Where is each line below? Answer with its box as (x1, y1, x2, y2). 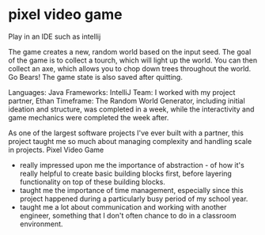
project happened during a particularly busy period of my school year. (19, 194, 248, 203)
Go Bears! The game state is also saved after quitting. (8, 72, 184, 81)
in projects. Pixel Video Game (8, 145, 104, 154)
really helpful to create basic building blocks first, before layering (19, 169, 232, 178)
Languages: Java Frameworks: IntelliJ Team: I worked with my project (8, 87, 236, 97)
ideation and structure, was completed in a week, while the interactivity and (8, 104, 255, 114)
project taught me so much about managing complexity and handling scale (8, 136, 252, 146)
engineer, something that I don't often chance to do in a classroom (19, 210, 237, 220)
